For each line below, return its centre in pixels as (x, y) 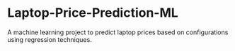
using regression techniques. (50, 39)
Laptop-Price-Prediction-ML (93, 13)
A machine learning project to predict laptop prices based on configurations (118, 32)
